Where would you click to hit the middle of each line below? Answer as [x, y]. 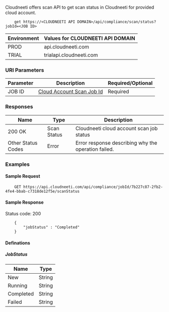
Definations [18, 243]
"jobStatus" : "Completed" [52, 227]
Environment [23, 38]
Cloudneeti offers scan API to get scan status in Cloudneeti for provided [80, 7]
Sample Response [24, 202]
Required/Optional [130, 83]
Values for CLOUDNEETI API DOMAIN [90, 38]
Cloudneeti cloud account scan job [116, 128]
